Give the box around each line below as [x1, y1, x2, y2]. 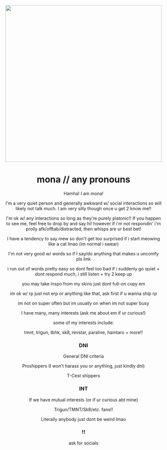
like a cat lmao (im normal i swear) [48, 241, 119, 247]
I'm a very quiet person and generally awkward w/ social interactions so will [5, 200, 162, 206]
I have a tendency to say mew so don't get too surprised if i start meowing [6, 235, 160, 241]
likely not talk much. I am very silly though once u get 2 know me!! [15, 205, 152, 211]
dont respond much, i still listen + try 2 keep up [35, 271, 132, 277]
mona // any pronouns [36, 174, 130, 185]
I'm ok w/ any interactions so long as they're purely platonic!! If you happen [6, 215, 161, 221]
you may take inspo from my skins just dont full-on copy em [21, 280, 145, 286]
